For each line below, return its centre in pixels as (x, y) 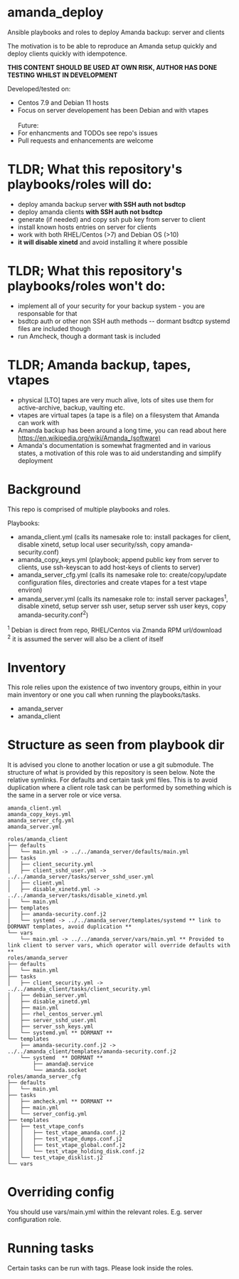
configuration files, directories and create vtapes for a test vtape (112, 582)
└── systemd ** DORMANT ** (62, 1058)
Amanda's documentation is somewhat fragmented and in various (114, 445)
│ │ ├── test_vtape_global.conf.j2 (67, 1146)
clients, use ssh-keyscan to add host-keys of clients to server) (109, 567)
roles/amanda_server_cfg (44, 1077)
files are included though (54, 328)
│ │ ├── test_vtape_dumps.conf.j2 (65, 1139)
